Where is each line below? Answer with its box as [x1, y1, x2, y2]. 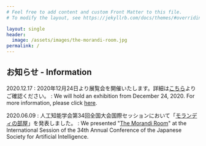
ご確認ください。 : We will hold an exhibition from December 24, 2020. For [6, 92, 195, 99]
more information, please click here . [6, 99, 97, 106]
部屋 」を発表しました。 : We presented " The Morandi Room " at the [17, 119, 187, 126]
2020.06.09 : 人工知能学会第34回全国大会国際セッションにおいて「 [6, 112, 176, 119]
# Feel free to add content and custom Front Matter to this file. [6, 9, 183, 15]
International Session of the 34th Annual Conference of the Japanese [6, 126, 182, 134]
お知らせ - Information [6, 67, 92, 77]
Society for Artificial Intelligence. [6, 133, 89, 140]
